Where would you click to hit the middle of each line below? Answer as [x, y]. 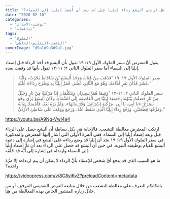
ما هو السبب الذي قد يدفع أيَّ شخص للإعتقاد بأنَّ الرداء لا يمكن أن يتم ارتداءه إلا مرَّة [83, 160]
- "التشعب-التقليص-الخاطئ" [38, 43]
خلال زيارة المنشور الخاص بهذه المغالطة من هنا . [50, 191]
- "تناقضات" [23, 29]
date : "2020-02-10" [26, 15]
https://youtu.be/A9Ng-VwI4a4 [38, 119]
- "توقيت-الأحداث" [28, 24]
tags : [11, 34]
